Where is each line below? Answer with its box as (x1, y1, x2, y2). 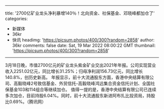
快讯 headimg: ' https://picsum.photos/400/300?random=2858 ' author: (12, 37, 155, 43)
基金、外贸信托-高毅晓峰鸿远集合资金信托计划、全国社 (46, 81, 155, 86)
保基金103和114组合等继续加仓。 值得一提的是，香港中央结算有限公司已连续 (5, 87, 157, 92)
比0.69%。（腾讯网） (5, 99, 46, 105)
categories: (5, 16, 28, 21)
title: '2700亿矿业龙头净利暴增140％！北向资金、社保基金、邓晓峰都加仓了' (5, 10, 155, 16)
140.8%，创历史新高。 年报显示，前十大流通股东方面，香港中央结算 (5, 74, 142, 80)
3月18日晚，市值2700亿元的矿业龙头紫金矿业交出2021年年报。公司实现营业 (5, 62, 156, 68)
